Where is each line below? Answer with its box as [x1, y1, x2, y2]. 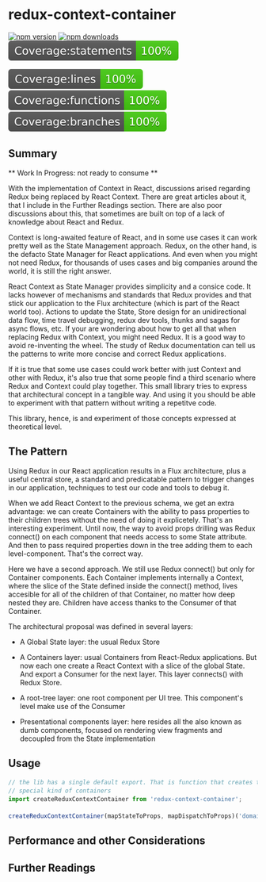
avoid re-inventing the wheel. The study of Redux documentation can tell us [8, 340, 256, 350]
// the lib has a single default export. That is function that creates [8, 779, 253, 787]
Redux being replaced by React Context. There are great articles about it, [8, 192, 247, 201]
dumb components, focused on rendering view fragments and [19, 725, 223, 734]
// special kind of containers [8, 787, 112, 795]
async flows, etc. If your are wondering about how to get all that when [8, 324, 237, 333]
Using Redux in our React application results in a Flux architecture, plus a [8, 466, 247, 475]
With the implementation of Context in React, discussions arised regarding [8, 183, 251, 193]
